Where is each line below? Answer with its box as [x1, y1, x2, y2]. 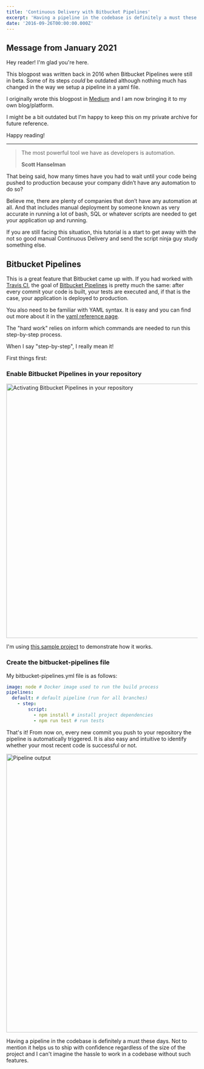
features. [6, 1056, 29, 1064]
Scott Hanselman [21, 161, 66, 168]
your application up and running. [6, 217, 88, 224]
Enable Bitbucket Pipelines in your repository [6, 369, 142, 378]
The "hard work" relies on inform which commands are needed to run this [6, 324, 191, 332]
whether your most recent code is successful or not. [6, 742, 138, 749]
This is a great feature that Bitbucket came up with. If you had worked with [6, 275, 193, 282]
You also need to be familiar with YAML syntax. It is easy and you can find [6, 306, 191, 313]
